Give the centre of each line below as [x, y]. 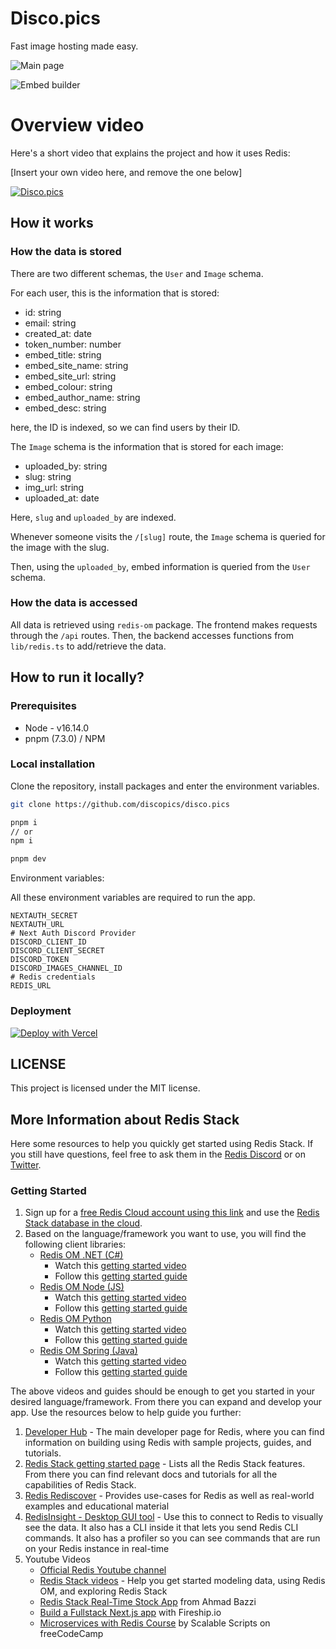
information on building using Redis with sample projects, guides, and [168, 1443]
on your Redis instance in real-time [97, 1549]
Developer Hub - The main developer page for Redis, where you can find [174, 1432]
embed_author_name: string [82, 397]
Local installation [53, 764]
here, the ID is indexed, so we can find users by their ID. [125, 427]
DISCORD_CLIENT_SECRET [57, 951]
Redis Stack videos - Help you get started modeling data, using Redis [182, 1581]
